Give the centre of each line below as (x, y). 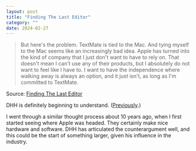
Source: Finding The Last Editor (44, 94)
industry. (17, 142)
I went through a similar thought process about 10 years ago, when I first (94, 117)
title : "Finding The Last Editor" (49, 17)
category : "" (22, 22)
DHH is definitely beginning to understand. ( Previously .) (74, 105)
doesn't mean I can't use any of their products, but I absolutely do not (105, 64)
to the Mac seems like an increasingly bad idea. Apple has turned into (105, 51)
